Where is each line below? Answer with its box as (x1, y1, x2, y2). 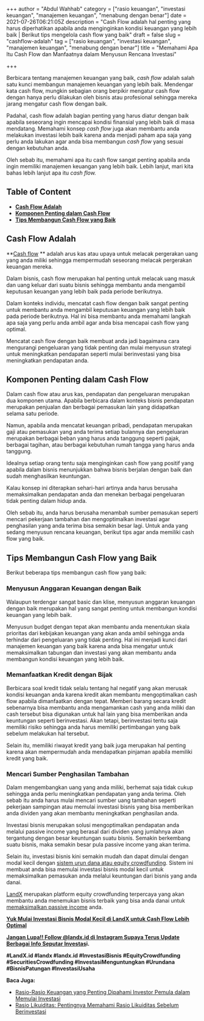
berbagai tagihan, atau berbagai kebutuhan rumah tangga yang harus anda (6, 441, 195, 449)
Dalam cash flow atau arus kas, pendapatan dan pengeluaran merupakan (6, 391, 190, 398)
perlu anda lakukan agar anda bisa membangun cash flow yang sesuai (6, 138, 184, 145)
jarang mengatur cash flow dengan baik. (6, 100, 108, 107)
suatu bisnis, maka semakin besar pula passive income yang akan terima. (6, 841, 191, 848)
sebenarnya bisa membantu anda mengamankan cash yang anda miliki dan (6, 704, 195, 711)
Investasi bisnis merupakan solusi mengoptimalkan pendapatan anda (6, 821, 180, 829)
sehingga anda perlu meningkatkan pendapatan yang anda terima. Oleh (6, 790, 186, 798)
